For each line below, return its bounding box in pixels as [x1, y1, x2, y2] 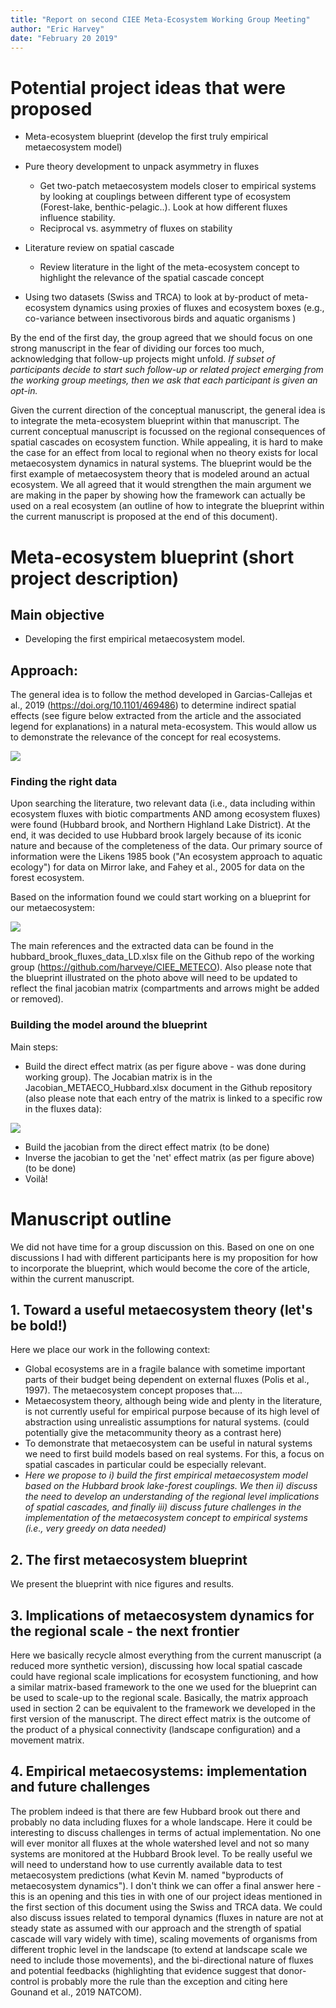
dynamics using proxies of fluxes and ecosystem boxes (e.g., [72, 302, 325, 314]
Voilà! [24, 1172, 48, 1185]
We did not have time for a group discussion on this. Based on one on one [10, 1241, 315, 1253]
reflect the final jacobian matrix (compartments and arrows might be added [10, 982, 320, 995]
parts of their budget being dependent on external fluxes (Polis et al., [24, 1374, 310, 1386]
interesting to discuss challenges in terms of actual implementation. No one [10, 1826, 322, 1838]
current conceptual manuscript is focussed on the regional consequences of [10, 426, 326, 438]
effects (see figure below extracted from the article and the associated [10, 710, 302, 722]
